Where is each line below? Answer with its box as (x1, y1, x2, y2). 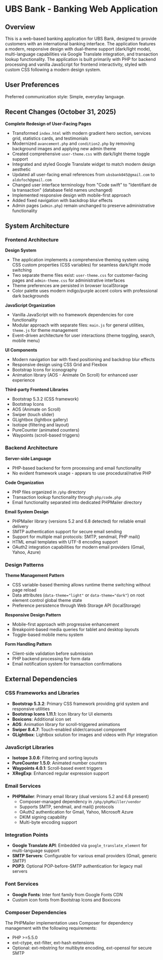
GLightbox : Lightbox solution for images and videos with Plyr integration (12, 731, 158, 738)
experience (12, 377, 35, 383)
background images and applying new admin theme (12, 145, 116, 151)
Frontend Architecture (5, 236, 59, 243)
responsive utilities (12, 706, 50, 711)
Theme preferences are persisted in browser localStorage (12, 283, 128, 289)
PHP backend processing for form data (12, 655, 91, 661)
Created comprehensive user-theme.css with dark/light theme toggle (12, 151, 150, 157)
